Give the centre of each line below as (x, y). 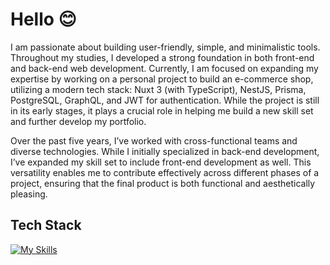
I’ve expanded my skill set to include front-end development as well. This (161, 162)
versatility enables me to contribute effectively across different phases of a (165, 172)
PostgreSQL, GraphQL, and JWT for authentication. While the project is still (165, 100)
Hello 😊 (43, 19)
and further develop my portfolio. (78, 121)
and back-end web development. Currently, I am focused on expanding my (164, 68)
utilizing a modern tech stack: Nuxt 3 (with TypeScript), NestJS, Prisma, (158, 89)
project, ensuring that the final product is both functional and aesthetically (163, 183)
